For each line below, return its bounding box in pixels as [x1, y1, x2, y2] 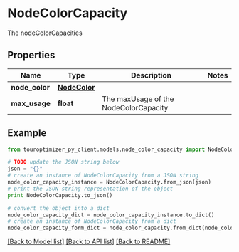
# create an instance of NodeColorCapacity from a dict [7, 218, 176, 225]
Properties [7, 49, 55, 61]
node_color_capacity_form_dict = [7, 224, 107, 232]
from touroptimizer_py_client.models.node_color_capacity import [7, 146, 205, 153]
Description [130, 70, 172, 80]
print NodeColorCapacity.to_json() [7, 191, 113, 199]
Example [7, 127, 47, 140]
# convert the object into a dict [7, 204, 110, 211]
